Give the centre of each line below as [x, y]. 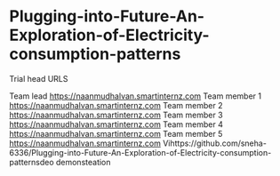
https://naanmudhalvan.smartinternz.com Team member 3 [116, 115]
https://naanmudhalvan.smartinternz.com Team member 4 [116, 124]
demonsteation [83, 162]
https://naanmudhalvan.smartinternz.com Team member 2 [116, 105]
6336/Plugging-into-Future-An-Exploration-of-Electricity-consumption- [140, 152]
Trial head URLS [39, 78]
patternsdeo [32, 162]
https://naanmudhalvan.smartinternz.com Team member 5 [116, 133]
